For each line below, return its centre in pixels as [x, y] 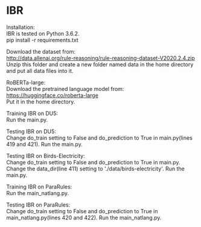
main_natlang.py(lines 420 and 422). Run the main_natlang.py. [84, 217]
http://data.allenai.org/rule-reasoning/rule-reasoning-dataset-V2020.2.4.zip [101, 58]
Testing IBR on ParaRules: [38, 205]
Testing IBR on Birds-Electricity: [46, 156]
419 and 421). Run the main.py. [44, 144]
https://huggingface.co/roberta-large [52, 95]
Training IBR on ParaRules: [39, 187]
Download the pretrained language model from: [65, 89]
